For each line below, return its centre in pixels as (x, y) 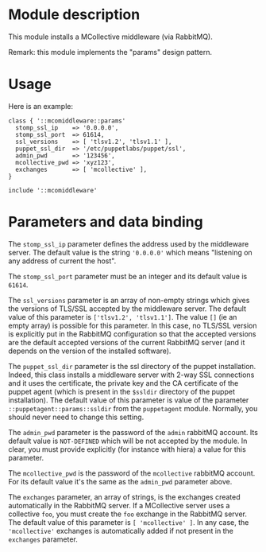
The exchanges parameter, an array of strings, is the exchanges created (124, 497)
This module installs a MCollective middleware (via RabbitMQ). (110, 37)
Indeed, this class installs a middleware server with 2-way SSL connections (131, 375)
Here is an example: (41, 106)
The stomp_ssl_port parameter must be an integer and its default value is (128, 276)
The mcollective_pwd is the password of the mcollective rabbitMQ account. (132, 473)
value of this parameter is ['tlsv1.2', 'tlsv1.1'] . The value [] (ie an (123, 317)
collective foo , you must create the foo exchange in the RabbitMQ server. (128, 514)
